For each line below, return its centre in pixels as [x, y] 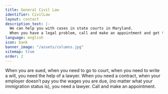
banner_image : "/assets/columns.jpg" [44, 47]
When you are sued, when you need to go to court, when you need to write [82, 70]
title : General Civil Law [32, 10]
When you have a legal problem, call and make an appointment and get [85, 33]
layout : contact [22, 19]
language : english [24, 38]
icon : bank [16, 42]
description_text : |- [28, 24]
